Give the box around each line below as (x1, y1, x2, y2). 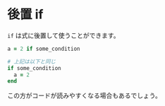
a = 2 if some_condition (7, 45, 80, 52)
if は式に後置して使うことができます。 (7, 31, 120, 40)
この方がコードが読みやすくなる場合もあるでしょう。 (7, 91, 162, 100)
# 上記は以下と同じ (7, 58, 56, 65)
